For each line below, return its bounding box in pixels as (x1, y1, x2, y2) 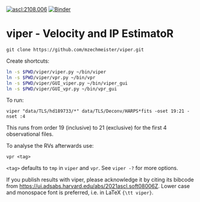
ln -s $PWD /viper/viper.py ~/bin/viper (6, 69, 107, 75)
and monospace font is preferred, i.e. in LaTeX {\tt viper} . (6, 189, 154, 196)
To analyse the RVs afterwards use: (6, 142, 94, 150)
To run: (6, 96, 24, 104)
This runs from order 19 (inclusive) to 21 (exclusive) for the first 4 (6, 124, 167, 131)
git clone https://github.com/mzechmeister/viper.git (6, 46, 145, 52)
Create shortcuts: (6, 57, 50, 65)
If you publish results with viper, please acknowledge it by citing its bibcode (6, 176, 194, 183)
